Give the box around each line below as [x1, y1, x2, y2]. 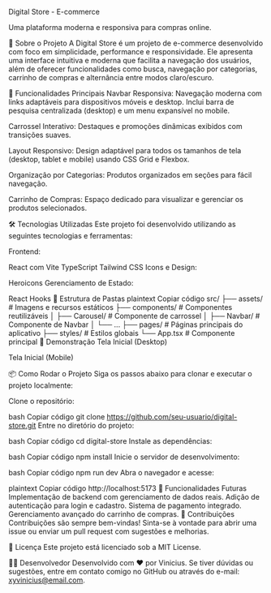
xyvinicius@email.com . [8, 575, 85, 585]
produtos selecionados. [8, 203, 88, 213]
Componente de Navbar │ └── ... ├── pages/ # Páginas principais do [8, 320, 243, 329]
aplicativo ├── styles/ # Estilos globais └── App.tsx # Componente [8, 329, 235, 337]
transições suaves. [8, 130, 71, 140]
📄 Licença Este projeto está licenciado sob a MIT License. [8, 543, 201, 552]
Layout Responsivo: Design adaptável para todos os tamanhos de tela [8, 146, 242, 155]
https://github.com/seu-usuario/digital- [106, 412, 238, 421]
